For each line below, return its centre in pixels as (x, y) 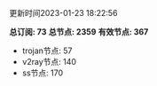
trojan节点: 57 (47, 51)
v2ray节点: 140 (49, 62)
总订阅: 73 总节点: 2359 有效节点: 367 (79, 32)
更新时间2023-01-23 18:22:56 (63, 13)
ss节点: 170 (43, 73)
